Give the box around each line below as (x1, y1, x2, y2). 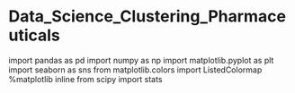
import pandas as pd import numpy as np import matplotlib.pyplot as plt (8, 55, 274, 65)
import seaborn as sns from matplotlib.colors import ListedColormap (8, 64, 263, 75)
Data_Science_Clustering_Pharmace (8, 6, 287, 27)
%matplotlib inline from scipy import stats (8, 73, 163, 84)
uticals (8, 25, 60, 46)
